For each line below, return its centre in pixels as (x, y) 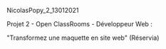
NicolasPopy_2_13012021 (43, 10)
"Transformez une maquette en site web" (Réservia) (83, 38)
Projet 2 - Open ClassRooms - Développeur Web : (79, 24)
